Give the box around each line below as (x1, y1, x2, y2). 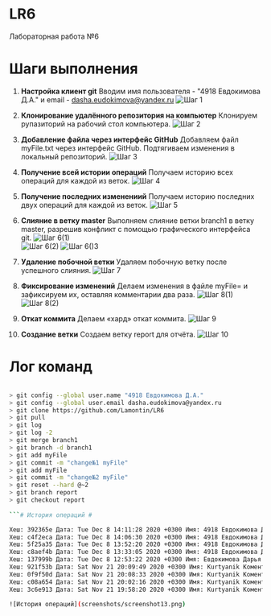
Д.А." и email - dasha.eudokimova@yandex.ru (20, 94, 175, 105)
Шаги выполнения (9, 60, 138, 78)
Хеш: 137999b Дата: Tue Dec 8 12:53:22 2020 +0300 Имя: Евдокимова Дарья (9, 556, 262, 564)
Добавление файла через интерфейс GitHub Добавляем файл (20, 134, 240, 144)
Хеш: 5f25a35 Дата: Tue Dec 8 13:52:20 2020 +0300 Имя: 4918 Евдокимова (9, 540, 258, 548)
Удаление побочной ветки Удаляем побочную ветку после (20, 257, 228, 267)
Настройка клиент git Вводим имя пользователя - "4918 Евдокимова (20, 86, 261, 96)
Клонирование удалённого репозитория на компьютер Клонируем (20, 110, 258, 120)
